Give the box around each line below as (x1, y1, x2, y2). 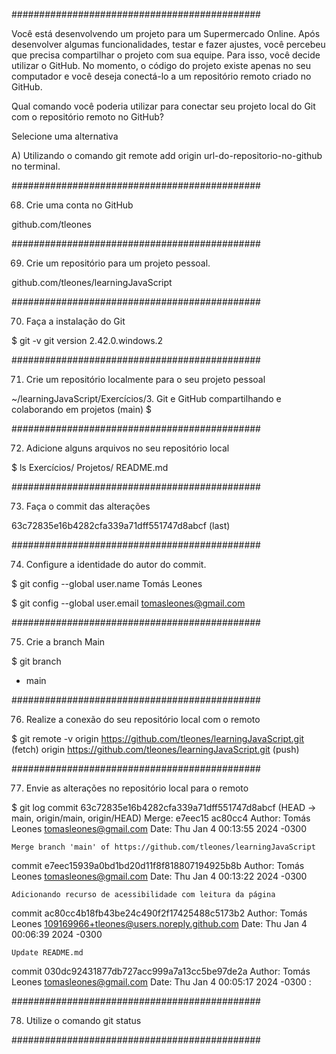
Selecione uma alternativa (11, 130, 119, 142)
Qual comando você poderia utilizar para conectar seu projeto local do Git (11, 100, 316, 112)
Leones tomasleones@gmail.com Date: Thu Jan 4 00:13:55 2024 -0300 (11, 823, 307, 834)
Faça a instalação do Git (25, 315, 126, 327)
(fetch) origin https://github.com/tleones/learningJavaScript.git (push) (11, 744, 300, 755)
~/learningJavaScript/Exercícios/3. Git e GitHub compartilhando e (11, 393, 282, 404)
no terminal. (11, 160, 61, 172)
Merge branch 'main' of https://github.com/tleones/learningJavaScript (11, 842, 316, 852)
